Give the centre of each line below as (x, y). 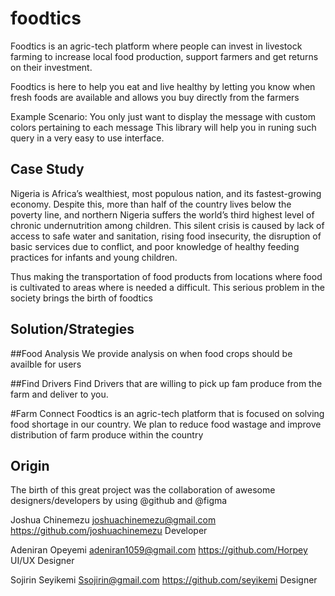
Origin (30, 465)
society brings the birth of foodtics (81, 298)
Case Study (47, 169)
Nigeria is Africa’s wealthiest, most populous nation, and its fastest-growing (166, 193)
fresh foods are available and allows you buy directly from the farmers (155, 97)
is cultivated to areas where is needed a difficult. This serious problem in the (167, 287)
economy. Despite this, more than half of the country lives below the (151, 204)
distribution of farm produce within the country (107, 434)
